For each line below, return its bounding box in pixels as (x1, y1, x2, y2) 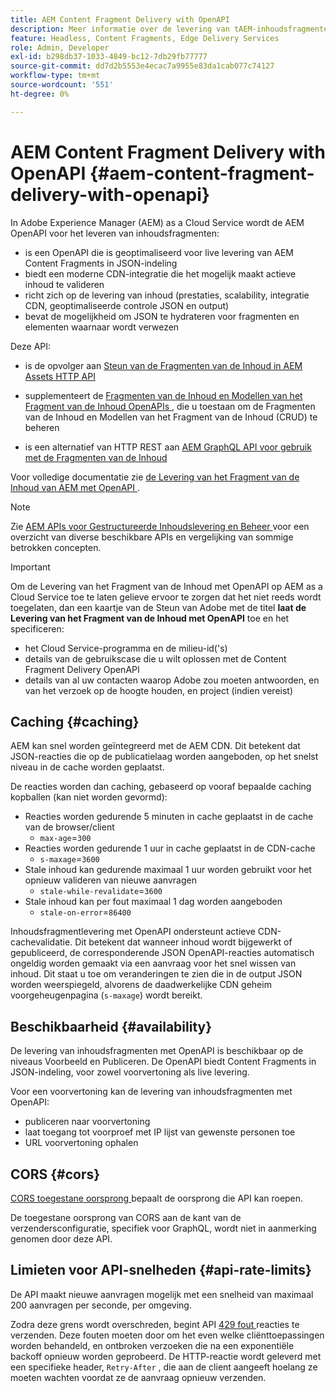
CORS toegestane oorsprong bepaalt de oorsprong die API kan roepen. (10, 1192, 304, 1204)
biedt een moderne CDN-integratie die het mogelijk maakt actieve (24, 267, 297, 280)
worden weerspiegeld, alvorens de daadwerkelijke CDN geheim (10, 979, 272, 991)
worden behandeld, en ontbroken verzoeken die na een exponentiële (10, 1339, 295, 1351)
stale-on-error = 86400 (39, 906, 132, 918)
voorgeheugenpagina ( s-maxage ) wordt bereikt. (10, 989, 203, 1001)
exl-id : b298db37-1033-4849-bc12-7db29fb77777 (10, 52, 208, 62)
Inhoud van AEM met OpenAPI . (10, 481, 141, 493)
